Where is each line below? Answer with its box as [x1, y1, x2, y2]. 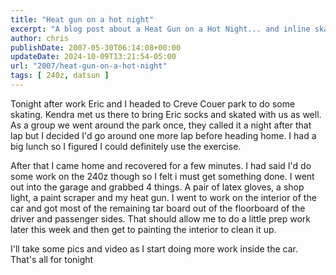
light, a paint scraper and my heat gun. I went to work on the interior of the [10, 191, 317, 203]
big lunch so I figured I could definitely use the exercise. [10, 140, 242, 152]
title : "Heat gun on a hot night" [10, 14, 155, 25]
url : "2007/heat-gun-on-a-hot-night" [10, 61, 168, 71]
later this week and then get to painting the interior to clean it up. [10, 223, 277, 235]
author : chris [10, 33, 70, 43]
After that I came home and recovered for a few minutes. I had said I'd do [10, 159, 312, 171]
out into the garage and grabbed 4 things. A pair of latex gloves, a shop [10, 181, 305, 193]
